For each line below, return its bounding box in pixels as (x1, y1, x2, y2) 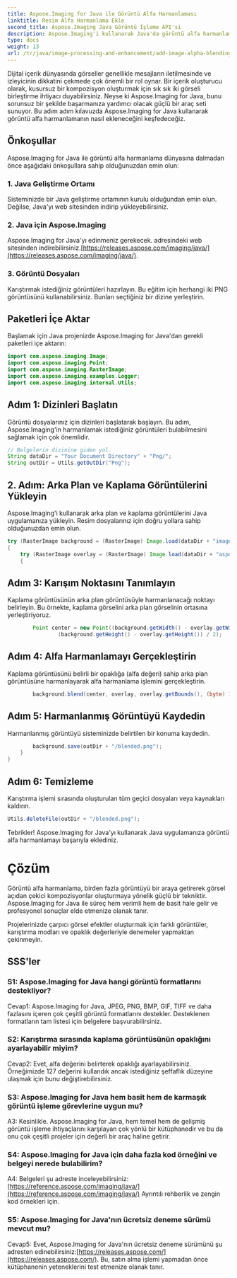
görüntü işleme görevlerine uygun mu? (7, 1101, 143, 1111)
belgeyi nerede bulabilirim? (7, 1158, 103, 1168)
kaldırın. (7, 802, 31, 810)
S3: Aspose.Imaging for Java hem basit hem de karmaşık (7, 1092, 207, 1102)
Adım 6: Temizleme (7, 776, 94, 788)
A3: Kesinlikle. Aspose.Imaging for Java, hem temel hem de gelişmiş (7, 1117, 206, 1126)
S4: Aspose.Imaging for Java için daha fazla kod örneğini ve (7, 1150, 217, 1160)
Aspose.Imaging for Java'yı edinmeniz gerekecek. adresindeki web (7, 236, 202, 245)
